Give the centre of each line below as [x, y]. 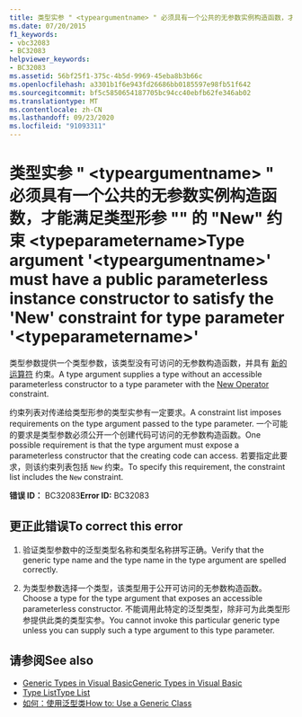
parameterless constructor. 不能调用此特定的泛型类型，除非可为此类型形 [156, 608]
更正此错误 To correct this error [96, 527]
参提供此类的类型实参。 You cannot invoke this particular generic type [151, 620]
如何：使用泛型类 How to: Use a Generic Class [107, 703]
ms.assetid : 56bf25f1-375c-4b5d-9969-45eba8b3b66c [106, 76]
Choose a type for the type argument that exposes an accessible [142, 597]
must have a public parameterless [139, 280]
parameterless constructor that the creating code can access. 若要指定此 [145, 456]
